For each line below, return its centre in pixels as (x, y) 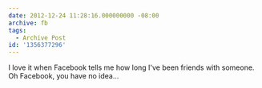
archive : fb (28, 23)
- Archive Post (41, 38)
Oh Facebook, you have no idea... (64, 76)
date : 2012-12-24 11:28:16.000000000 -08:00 (84, 15)
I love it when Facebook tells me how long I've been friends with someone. (131, 67)
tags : (17, 30)
